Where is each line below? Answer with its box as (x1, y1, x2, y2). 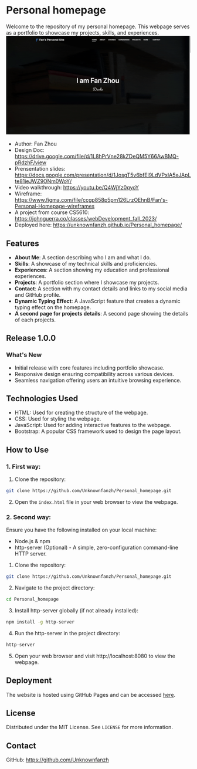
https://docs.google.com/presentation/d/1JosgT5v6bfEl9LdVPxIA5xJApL (14, 171, 191, 179)
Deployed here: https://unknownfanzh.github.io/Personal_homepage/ (14, 221, 182, 229)
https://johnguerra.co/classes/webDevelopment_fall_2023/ (14, 215, 157, 222)
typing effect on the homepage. (14, 303, 91, 311)
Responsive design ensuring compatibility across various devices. (14, 370, 175, 377)
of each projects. (14, 316, 56, 323)
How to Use (6, 445, 49, 455)
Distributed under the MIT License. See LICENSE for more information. (6, 724, 173, 731)
